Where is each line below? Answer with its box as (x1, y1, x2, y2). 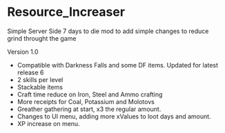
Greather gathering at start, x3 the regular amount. (17, 105, 162, 113)
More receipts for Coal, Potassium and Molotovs (17, 97, 155, 105)
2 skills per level (17, 75, 63, 83)
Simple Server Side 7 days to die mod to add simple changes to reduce (7, 27, 209, 35)
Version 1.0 (7, 48, 39, 56)
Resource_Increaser (7, 4, 126, 20)
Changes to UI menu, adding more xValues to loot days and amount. (17, 112, 212, 121)
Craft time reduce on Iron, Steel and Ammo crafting (17, 90, 163, 99)
